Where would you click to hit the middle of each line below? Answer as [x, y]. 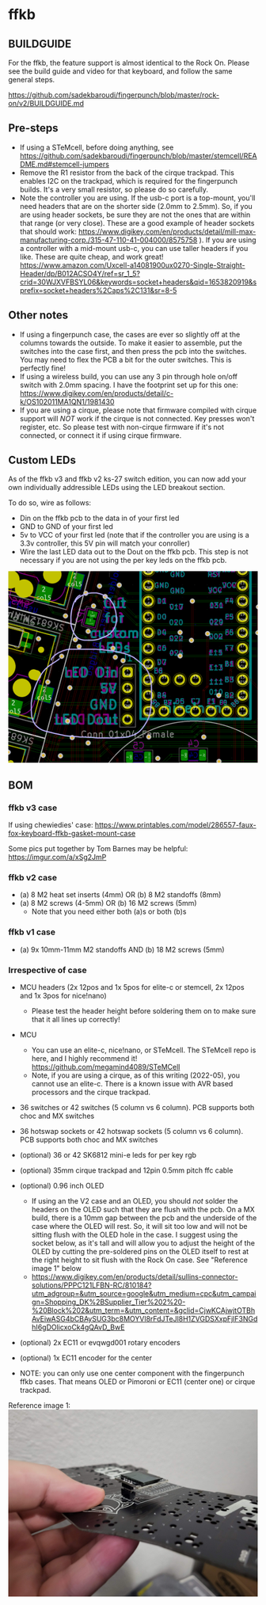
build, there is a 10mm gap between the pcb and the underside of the [144, 1218]
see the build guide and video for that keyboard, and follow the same [120, 71]
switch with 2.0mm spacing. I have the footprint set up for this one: [129, 385]
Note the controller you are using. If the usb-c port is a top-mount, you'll [137, 198]
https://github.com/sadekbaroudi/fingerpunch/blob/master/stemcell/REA [138, 155]
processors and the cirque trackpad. [91, 1092]
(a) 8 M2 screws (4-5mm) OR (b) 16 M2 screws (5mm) [108, 903]
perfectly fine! [42, 368]
